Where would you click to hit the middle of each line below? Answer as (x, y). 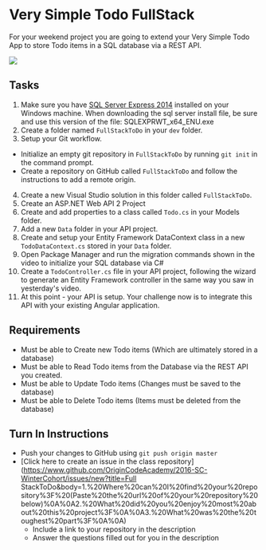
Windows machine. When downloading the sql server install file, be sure (139, 113)
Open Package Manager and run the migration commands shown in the (138, 254)
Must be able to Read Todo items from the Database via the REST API (135, 366)
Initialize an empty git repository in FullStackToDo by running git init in (139, 154)
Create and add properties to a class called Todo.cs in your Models (130, 212)
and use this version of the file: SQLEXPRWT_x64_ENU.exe (117, 121)
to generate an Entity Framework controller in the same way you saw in (137, 279)
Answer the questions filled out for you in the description (126, 538)
